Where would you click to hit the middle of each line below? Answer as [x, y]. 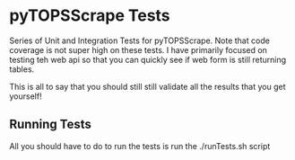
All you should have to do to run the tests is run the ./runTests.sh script [140, 146]
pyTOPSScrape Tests [90, 16]
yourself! [26, 96]
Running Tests [50, 124]
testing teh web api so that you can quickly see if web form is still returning [148, 59]
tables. [22, 69]
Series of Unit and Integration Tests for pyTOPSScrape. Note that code [140, 40]
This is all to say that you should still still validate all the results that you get [147, 86]
